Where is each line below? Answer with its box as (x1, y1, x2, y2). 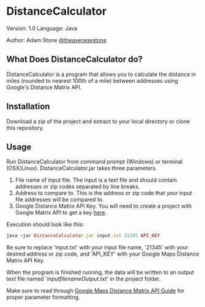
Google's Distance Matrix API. (6, 83, 82, 91)
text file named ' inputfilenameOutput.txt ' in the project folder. (6, 275, 161, 282)
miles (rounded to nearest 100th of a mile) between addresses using (6, 77, 179, 84)
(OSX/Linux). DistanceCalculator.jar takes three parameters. (6, 164, 157, 172)
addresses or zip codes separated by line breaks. (15, 183, 140, 191)
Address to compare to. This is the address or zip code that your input (15, 189, 193, 197)
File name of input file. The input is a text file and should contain (15, 176, 177, 184)
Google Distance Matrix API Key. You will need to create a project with (15, 202, 192, 210)
